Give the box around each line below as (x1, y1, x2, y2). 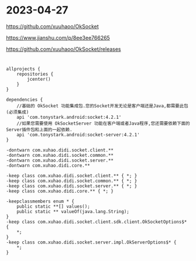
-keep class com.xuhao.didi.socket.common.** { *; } (6, 178, 137, 184)
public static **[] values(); (16, 204, 91, 210)
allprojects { (6, 66, 41, 72)
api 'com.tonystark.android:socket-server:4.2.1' (16, 132, 140, 138)
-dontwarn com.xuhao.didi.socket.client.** (6, 147, 114, 153)
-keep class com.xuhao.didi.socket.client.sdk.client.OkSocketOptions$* (6, 219, 187, 225)
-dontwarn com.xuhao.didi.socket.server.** (6, 157, 114, 164)
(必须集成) (6, 109, 29, 115)
